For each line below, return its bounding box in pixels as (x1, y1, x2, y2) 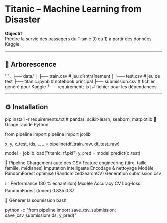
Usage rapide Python (5, 121, 49, 127)
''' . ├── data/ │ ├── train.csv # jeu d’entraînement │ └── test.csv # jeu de (5, 73, 160, 79)
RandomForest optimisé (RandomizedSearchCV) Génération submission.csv (5, 170, 161, 176)
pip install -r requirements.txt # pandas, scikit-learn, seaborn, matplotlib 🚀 (5, 116, 157, 122)
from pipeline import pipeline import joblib (5, 131, 91, 137)
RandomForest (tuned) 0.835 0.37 (5, 187, 75, 193)
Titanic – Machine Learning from (5, 3, 142, 15)
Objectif (5, 30, 22, 36)
